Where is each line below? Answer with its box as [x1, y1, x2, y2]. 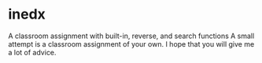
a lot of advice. [8, 47, 57, 57]
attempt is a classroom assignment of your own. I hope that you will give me [8, 39, 255, 48]
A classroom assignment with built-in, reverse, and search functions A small [8, 31, 255, 40]
